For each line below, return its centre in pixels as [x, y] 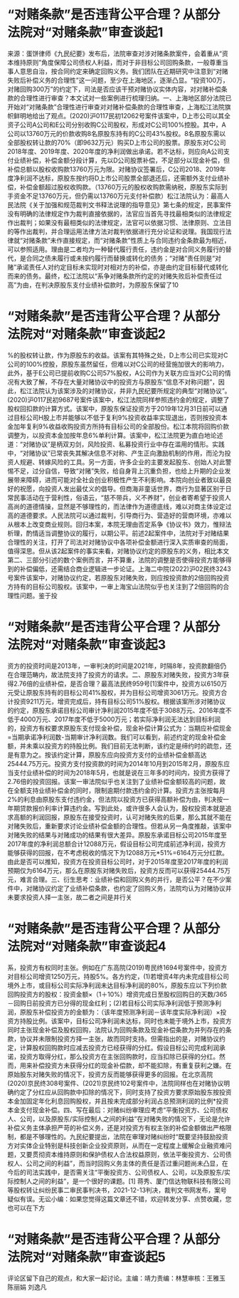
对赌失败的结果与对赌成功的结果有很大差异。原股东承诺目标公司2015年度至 [117, 834]
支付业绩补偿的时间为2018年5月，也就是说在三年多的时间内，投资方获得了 [122, 773]
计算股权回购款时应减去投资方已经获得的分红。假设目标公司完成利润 [119, 1047]
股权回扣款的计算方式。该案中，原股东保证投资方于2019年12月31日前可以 [115, 408]
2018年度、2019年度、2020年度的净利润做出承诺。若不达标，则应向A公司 [116, 151]
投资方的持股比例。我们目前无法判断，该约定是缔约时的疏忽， [135, 745]
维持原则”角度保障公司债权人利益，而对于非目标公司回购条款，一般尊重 [118, 62]
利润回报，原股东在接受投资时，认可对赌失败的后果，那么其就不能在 [132, 817]
